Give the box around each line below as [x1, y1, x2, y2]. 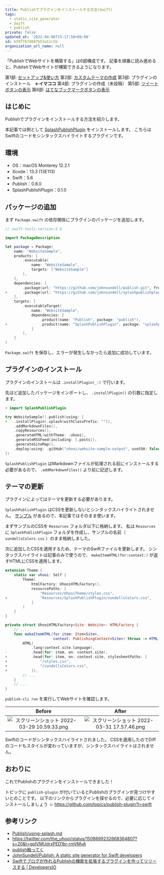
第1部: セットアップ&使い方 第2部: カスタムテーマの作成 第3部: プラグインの [5, 74, 157, 80]
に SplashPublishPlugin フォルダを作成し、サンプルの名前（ [5, 530, 126, 535]
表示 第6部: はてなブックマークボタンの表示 [21, 86, 110, 92]
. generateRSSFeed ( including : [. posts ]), [14, 437, 97, 442]
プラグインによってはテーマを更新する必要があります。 [5, 496, 116, 502]
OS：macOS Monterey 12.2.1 [12, 162, 70, 168]
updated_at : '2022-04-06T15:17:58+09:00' [5, 35, 91, 40]
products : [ [14, 253, 38, 258]
